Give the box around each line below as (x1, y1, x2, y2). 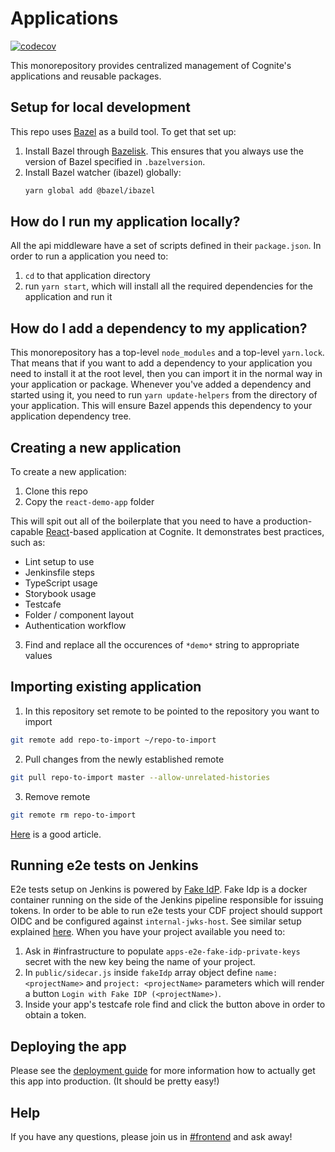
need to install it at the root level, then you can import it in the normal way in (10, 368, 323, 380)
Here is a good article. (10, 828, 102, 840)
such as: (10, 537, 46, 549)
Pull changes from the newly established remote (24, 753, 225, 765)
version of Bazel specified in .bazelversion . (24, 155, 206, 167)
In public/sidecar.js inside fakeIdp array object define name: (24, 967, 278, 979)
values (24, 650, 53, 662)
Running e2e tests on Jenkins (10, 857, 199, 874)
